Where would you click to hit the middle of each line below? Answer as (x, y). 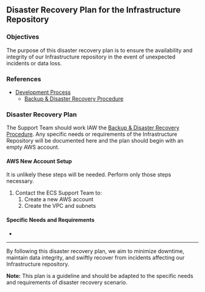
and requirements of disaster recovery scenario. (67, 282)
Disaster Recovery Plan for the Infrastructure (94, 10)
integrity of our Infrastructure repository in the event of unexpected (91, 57)
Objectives (23, 37)
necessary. (20, 181)
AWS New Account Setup (39, 161)
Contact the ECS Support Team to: (59, 193)
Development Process (43, 92)
